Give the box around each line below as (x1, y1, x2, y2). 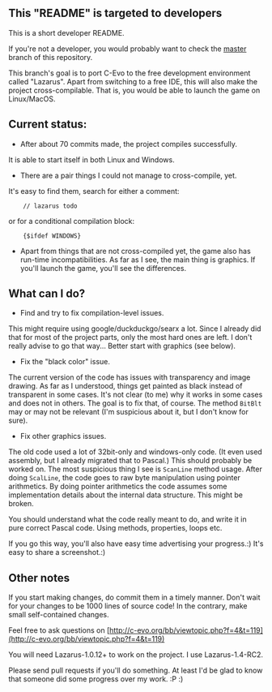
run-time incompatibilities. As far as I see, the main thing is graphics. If (19, 255, 256, 264)
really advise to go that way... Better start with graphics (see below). (8, 341, 236, 351)
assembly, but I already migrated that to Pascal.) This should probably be (8, 456, 253, 466)
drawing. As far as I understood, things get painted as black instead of (8, 381, 243, 391)
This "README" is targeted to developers (8, 6, 223, 20)
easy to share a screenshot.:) (8, 548, 106, 557)
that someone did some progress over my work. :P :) (8, 674, 184, 684)
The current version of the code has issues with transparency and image (8, 372, 251, 382)
